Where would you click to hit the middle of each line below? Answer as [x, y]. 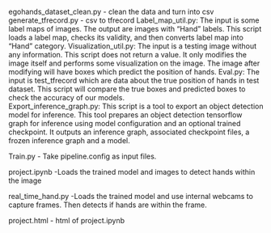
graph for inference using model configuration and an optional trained [125, 123]
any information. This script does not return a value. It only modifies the [127, 55]
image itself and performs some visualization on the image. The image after [134, 63]
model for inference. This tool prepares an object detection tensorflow [125, 115]
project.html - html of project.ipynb [67, 220]
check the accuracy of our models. [67, 97]
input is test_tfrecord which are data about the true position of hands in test [134, 80]
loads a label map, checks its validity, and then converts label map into [126, 37]
